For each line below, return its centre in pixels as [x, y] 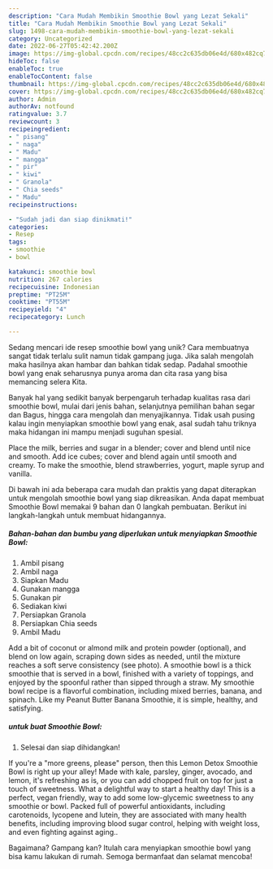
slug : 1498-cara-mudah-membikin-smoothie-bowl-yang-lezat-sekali [121, 31]
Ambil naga [39, 571]
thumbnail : [27, 84]
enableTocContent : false [50, 76]
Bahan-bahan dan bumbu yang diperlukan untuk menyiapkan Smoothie [133, 534]
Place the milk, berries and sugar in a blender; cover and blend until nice [130, 447]
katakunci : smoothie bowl [52, 272]
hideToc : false [34, 62]
